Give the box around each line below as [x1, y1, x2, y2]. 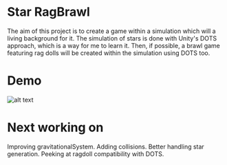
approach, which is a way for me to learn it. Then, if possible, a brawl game [7, 41, 220, 49]
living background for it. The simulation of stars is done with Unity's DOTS [7, 34, 217, 42]
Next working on [7, 120, 104, 135]
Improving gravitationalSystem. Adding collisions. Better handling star [7, 142, 204, 151]
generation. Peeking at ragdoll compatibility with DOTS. [7, 149, 164, 158]
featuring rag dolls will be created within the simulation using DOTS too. [7, 49, 210, 57]
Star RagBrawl [7, 4, 91, 20]
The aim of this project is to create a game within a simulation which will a [7, 27, 216, 35]
